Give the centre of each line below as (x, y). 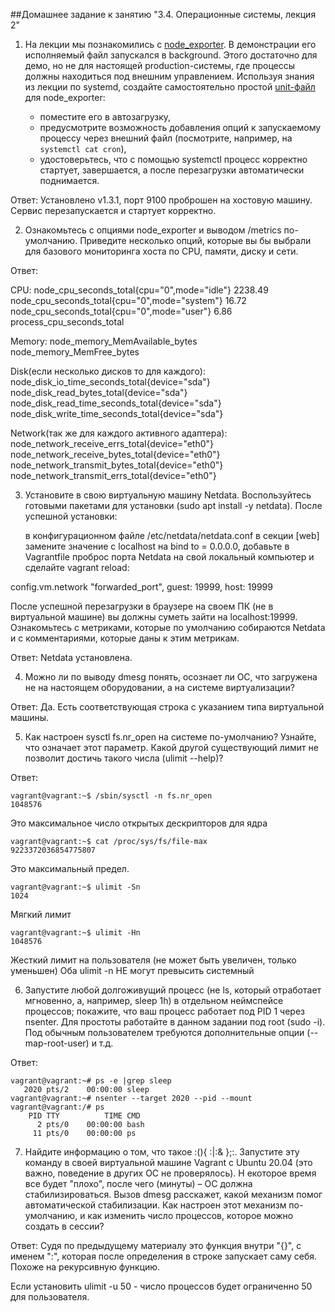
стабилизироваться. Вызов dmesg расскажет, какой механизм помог (173, 1194)
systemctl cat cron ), (83, 148)
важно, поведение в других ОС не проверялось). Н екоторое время (170, 1173)
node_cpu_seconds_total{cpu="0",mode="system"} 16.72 (128, 300)
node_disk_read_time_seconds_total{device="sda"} (116, 403)
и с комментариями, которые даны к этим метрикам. (125, 638)
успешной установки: (71, 516)
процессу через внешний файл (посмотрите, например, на (166, 138)
